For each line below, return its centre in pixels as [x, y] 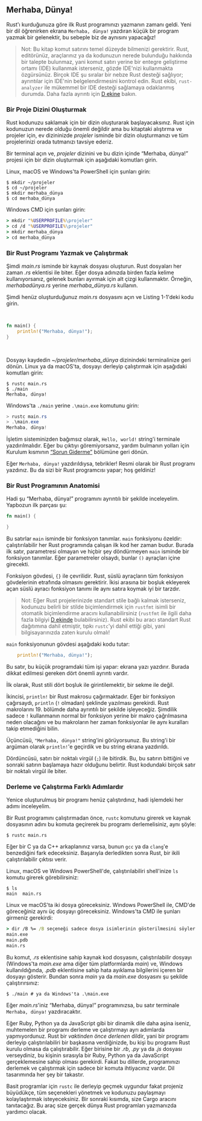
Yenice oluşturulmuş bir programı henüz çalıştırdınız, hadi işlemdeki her [95, 800]
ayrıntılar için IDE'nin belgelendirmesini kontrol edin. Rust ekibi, [99, 81]
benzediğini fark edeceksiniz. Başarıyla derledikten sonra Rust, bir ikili [93, 853]
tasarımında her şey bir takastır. [45, 1074]
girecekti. [18, 564]
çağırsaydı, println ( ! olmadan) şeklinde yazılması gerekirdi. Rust [87, 703]
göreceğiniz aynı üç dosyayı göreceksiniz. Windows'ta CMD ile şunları [93, 911]
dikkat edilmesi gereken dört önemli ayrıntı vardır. [68, 673]
